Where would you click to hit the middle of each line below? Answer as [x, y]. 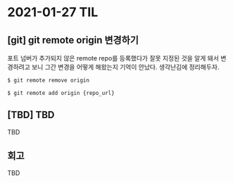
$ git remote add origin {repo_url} [61, 93]
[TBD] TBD [31, 115]
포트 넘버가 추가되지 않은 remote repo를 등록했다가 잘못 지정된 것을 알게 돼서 [113, 58]
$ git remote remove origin [49, 80]
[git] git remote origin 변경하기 [73, 40]
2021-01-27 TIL [53, 12]
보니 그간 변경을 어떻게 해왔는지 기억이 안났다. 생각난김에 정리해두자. [125, 67]
